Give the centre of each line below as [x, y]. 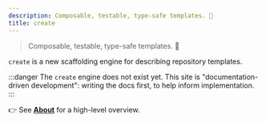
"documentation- [230, 77]
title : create [32, 23]
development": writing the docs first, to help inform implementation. [143, 85]
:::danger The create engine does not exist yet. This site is [104, 77]
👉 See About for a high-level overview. [74, 109]
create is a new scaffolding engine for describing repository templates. [125, 61]
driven [19, 85]
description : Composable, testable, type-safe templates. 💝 [111, 16]
